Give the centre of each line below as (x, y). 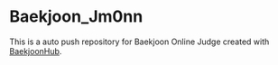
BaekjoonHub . (36, 51)
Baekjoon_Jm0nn (76, 17)
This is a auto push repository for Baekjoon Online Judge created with (139, 42)
